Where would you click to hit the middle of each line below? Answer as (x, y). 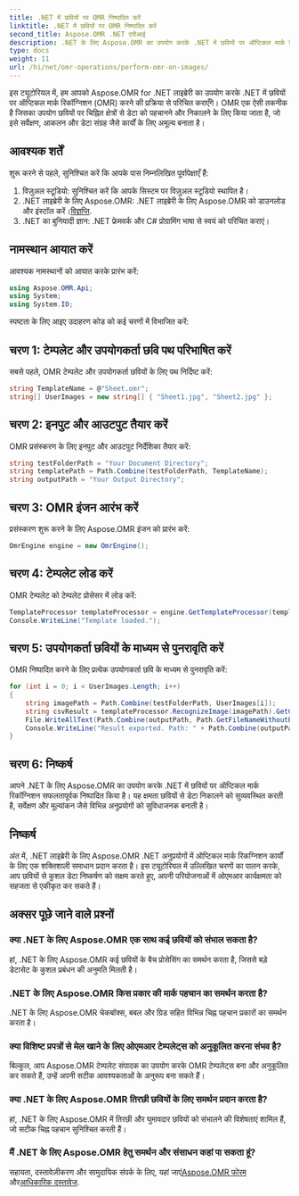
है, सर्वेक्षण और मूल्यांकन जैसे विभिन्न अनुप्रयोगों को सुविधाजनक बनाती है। (109, 806)
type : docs (29, 51)
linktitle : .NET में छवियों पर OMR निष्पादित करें (83, 26)
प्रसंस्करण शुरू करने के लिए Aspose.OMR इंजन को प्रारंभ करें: (99, 528)
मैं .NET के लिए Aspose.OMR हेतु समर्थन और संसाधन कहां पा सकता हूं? (133, 1152)
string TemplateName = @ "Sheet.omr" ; (79, 388)
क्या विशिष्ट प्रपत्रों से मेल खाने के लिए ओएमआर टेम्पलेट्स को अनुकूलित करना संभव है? (145, 1046)
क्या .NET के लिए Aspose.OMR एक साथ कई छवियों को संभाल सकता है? (133, 940)
